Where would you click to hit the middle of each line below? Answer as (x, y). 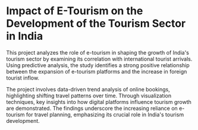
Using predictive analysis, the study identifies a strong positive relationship (98, 65)
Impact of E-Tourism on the (75, 11)
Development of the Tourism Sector (96, 23)
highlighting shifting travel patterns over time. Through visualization (89, 96)
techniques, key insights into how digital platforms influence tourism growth (99, 102)
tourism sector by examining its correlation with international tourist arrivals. (99, 59)
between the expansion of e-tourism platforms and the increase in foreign (97, 71)
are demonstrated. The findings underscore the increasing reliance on (92, 108)
